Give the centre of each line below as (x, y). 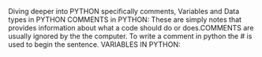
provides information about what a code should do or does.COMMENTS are (131, 28)
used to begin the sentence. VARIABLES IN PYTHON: (94, 45)
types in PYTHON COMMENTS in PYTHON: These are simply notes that (125, 20)
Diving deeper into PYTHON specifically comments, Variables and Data (124, 11)
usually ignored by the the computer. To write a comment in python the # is (130, 36)
